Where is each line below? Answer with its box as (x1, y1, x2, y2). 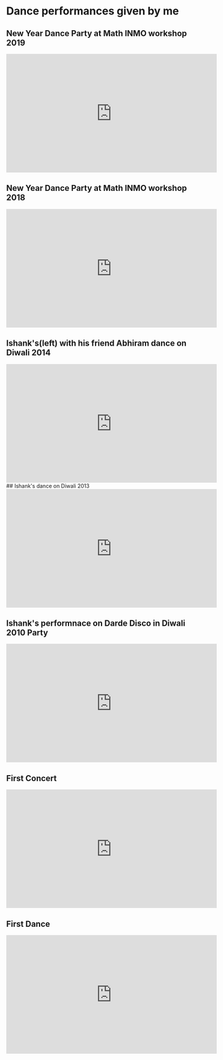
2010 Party (6, 628, 48, 638)
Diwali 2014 (6, 348, 51, 358)
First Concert (6, 773, 57, 784)
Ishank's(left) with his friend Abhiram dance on (6, 338, 187, 349)
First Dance (6, 918, 50, 929)
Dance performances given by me (6, 4, 179, 18)
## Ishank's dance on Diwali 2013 (6, 482, 90, 489)
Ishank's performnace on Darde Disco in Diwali (6, 619, 186, 629)
